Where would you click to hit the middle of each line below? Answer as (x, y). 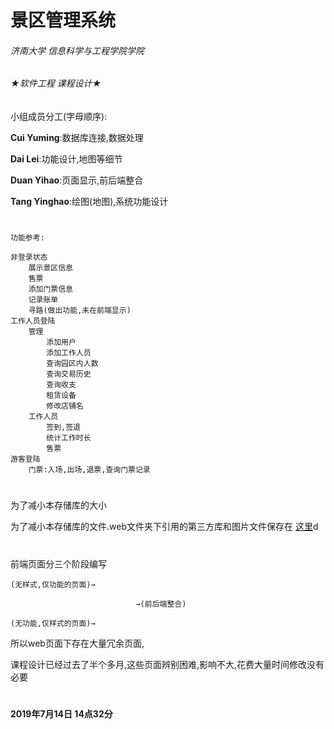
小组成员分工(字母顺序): (59, 116)
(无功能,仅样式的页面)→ (53, 623)
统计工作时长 (69, 438)
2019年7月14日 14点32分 (61, 713)
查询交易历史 (69, 374)
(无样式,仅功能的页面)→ (53, 584)
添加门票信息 (50, 289)
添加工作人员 (69, 353)
